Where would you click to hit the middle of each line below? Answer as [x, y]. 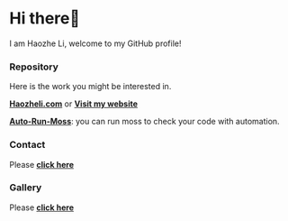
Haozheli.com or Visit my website [73, 104]
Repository [34, 67]
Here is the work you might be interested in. [90, 87]
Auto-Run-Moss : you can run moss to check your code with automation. [145, 122]
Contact [27, 145]
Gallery [26, 188]
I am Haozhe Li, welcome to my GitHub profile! [95, 43]
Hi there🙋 [45, 18]
